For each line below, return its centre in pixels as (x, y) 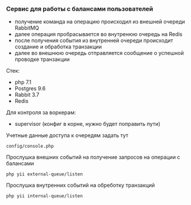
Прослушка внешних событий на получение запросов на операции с (93, 157)
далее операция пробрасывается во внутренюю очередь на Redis (98, 34)
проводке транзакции (42, 59)
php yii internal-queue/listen (45, 196)
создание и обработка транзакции (58, 47)
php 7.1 (23, 82)
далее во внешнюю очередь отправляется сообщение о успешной (99, 53)
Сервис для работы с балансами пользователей (80, 9)
